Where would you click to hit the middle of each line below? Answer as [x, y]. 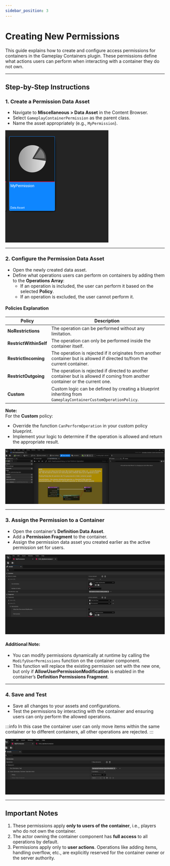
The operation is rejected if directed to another [100, 371]
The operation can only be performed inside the [101, 340]
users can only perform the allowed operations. [62, 716]
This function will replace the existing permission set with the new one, [87, 666]
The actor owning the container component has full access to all [80, 836]
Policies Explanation [27, 308]
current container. [70, 364]
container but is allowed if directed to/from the [99, 358]
